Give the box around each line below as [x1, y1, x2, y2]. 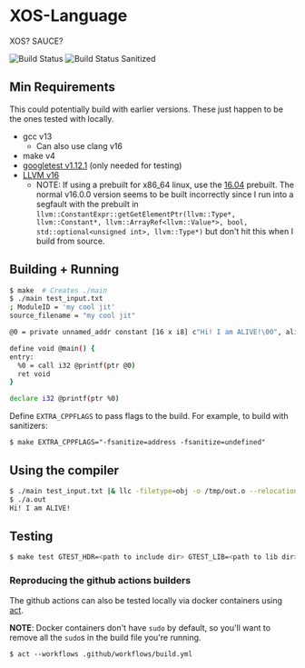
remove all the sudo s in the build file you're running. [9, 632, 202, 643]
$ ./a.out [9, 494, 47, 504]
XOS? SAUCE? [9, 35, 64, 46]
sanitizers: [9, 420, 48, 432]
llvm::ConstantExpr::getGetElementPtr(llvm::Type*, [35, 210, 236, 219]
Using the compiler [9, 463, 120, 478]
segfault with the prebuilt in [35, 198, 139, 209]
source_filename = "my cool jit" [9, 311, 136, 321]
